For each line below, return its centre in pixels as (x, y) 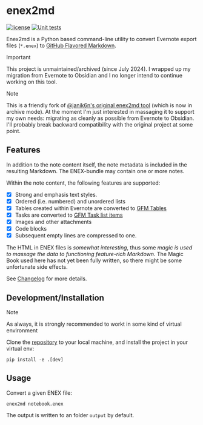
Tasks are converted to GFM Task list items (69, 215)
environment (22, 330)
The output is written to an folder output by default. (70, 415)
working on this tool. (32, 82)
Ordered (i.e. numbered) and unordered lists (70, 201)
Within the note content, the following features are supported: (83, 183)
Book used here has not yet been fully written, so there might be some (94, 260)
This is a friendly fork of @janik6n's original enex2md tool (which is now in (99, 105)
